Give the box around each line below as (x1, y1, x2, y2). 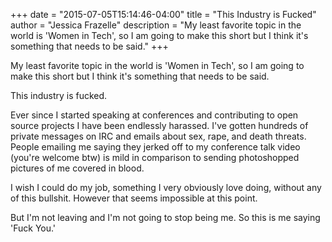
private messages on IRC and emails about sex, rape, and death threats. (10, 130, 307, 142)
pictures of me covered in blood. (10, 162, 145, 174)
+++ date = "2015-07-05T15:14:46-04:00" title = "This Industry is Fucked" (10, 9, 317, 20)
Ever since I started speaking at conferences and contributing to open (10, 109, 299, 121)
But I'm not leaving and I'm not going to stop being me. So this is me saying (10, 212, 321, 223)
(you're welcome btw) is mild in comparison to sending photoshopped (10, 152, 300, 163)
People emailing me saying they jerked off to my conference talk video (10, 141, 301, 153)
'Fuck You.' (10, 222, 57, 234)
